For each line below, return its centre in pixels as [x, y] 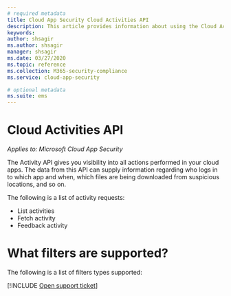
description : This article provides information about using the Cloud [112, 26]
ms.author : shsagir [35, 45]
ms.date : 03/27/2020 [37, 58]
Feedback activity [42, 226]
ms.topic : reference [37, 65]
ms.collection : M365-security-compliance [67, 71]
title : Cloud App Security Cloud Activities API [78, 20]
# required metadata [37, 13]
